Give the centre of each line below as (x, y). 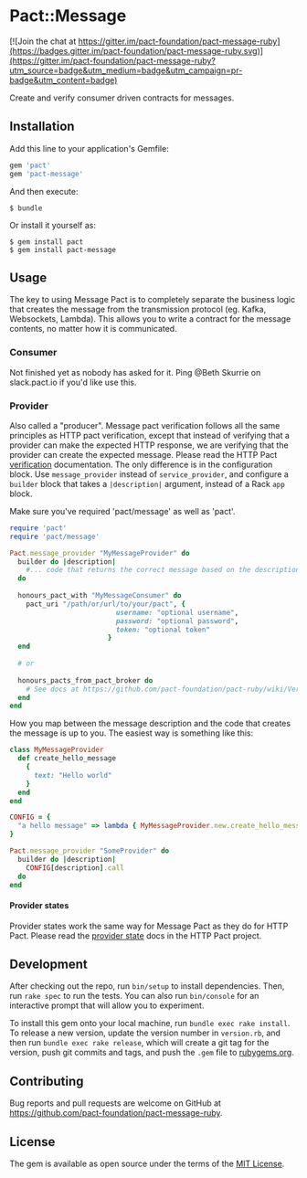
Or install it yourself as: (53, 225)
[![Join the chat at (43, 41)
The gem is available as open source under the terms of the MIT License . (147, 1164)
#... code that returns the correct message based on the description (163, 570)
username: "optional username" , (177, 612)
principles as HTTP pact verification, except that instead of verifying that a (150, 435)
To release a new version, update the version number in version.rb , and (145, 1033)
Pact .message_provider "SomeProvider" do (90, 851)
